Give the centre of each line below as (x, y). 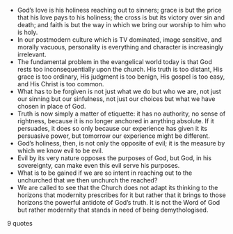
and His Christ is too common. (61, 84)
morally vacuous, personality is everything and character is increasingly (120, 47)
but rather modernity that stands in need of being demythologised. (113, 210)
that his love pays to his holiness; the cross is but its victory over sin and (121, 17)
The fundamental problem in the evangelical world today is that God (114, 62)
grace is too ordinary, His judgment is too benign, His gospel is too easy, (121, 77)
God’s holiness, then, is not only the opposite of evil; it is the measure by (121, 143)
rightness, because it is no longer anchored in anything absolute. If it (115, 121)
